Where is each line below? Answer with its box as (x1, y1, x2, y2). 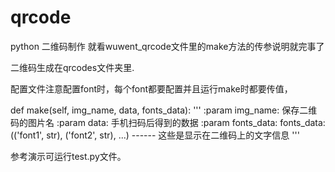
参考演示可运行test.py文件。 (10, 150, 127, 162)
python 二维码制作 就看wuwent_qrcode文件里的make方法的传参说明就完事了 (10, 40, 325, 52)
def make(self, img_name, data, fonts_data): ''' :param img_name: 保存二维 (10, 104, 318, 116)
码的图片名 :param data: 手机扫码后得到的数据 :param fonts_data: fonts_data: (10, 116, 326, 128)
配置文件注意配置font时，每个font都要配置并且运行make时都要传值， (10, 82, 293, 95)
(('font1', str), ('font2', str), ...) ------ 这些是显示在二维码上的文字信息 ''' (10, 129, 300, 141)
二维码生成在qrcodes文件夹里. (10, 61, 135, 73)
